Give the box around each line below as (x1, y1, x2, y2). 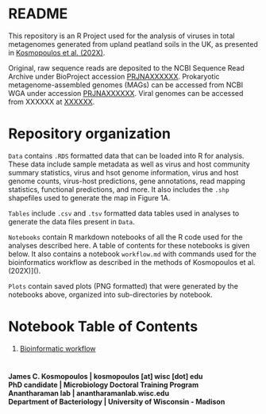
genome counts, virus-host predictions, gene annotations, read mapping (8, 176, 246, 186)
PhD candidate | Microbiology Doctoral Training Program (8, 380, 199, 389)
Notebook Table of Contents (8, 318, 199, 335)
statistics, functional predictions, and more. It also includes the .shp (8, 184, 229, 194)
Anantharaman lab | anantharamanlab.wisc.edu (8, 389, 169, 397)
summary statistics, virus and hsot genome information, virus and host (8, 167, 239, 177)
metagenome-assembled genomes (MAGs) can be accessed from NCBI (8, 80, 244, 90)
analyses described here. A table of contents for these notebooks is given (8, 240, 250, 250)
